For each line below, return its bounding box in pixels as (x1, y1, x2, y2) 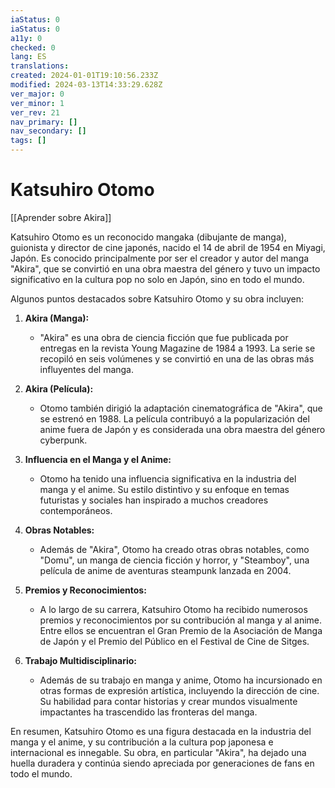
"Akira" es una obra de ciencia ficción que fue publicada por (39, 331, 289, 343)
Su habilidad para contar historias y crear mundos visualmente (39, 695, 298, 707)
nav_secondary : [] (10, 126, 87, 136)
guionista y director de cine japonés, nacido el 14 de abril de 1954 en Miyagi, (10, 241, 326, 253)
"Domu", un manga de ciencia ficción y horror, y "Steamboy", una (39, 554, 310, 566)
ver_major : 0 (10, 89, 65, 99)
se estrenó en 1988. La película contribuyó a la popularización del (39, 412, 310, 425)
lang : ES (10, 52, 47, 62)
